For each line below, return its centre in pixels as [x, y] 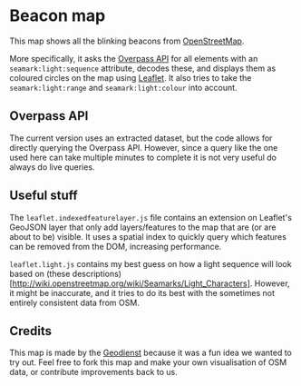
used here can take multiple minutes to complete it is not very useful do [143, 157]
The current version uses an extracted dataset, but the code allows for [141, 138]
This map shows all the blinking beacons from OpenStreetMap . [127, 41]
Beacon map [58, 16]
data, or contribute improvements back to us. [94, 372]
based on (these [40, 273]
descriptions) [97, 273]
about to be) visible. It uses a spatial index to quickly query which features [148, 236]
